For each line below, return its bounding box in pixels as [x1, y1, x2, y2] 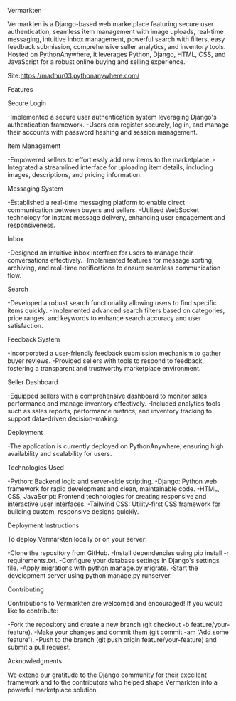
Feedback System [7, 335, 60, 344]
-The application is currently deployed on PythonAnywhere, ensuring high [7, 442, 224, 450]
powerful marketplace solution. [7, 686, 99, 694]
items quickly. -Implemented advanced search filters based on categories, [7, 306, 225, 315]
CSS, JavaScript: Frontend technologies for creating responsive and [7, 492, 207, 500]
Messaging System [7, 184, 64, 193]
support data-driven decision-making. [7, 414, 119, 423]
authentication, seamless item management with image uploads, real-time [7, 28, 224, 36]
